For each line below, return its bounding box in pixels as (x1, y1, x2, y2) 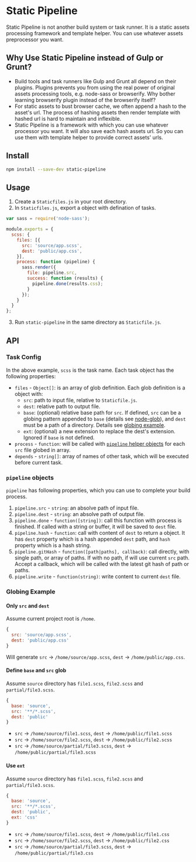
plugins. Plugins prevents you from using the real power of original (14, 84, 175, 91)
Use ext (6, 762, 25, 769)
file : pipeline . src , (27, 270, 77, 276)
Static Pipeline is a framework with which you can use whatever (14, 121, 169, 128)
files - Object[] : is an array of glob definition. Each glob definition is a (14, 384, 185, 391)
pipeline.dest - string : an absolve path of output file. (14, 511, 145, 518)
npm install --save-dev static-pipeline (6, 166, 106, 172)
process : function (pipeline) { (16, 259, 95, 265)
